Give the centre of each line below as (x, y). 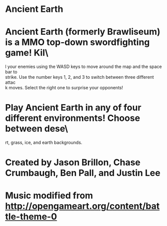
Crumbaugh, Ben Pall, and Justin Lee (83, 173)
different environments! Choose (73, 118)
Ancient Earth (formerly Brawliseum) (83, 32)
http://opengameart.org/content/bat (83, 206)
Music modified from (49, 196)
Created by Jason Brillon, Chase (73, 163)
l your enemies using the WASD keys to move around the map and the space (84, 67)
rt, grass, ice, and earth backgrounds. (44, 143)
